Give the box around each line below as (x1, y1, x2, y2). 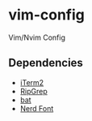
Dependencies (8, 56, 83, 70)
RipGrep (19, 86, 48, 96)
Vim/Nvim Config (8, 32, 66, 42)
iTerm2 (19, 77, 44, 87)
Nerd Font (19, 103, 54, 113)
